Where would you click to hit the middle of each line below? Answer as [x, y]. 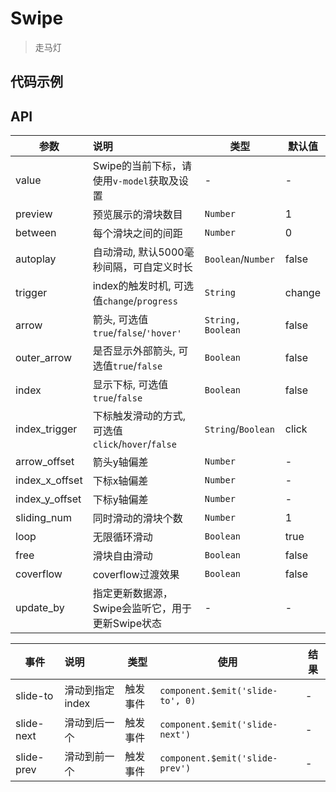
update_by [40, 608]
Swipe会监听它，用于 [142, 609]
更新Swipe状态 [127, 624]
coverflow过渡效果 [136, 575]
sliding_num [43, 518]
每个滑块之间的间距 [137, 234]
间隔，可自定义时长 [147, 267]
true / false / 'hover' [137, 333]
